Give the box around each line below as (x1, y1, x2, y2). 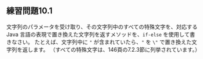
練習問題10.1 (6, 5, 53, 16)
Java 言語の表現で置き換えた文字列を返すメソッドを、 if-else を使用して (6, 30, 190, 38)
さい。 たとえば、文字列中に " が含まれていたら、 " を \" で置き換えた (16, 38, 192, 46)
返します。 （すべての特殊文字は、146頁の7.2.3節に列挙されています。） (22, 46, 201, 53)
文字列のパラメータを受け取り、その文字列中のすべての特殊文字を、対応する (6, 23, 198, 30)
